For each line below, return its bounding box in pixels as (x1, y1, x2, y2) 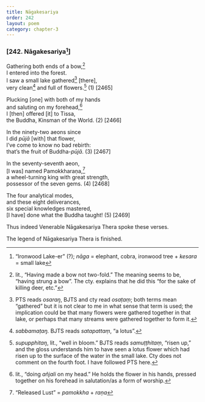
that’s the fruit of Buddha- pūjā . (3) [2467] (6, 147, 111, 155)
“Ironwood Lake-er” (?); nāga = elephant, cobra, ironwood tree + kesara (15, 253, 197, 260)
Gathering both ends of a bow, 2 (6, 62, 85, 70)
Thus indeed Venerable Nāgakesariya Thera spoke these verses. (6, 223, 169, 231)
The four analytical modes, (6, 192, 74, 199)
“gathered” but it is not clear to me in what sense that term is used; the (15, 302, 193, 310)
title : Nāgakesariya (6, 9, 59, 15)
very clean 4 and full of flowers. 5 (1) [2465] (6, 83, 113, 91)
